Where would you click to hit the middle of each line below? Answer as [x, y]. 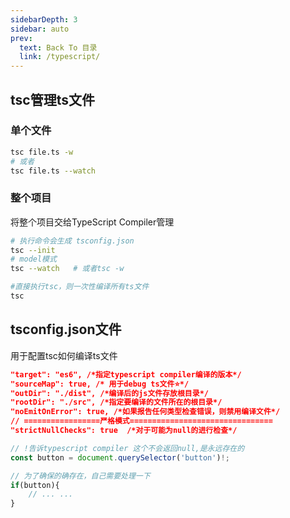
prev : [21, 38]
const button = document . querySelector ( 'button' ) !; [120, 457]
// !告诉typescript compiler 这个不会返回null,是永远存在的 [127, 448]
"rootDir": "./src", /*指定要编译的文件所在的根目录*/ [116, 402]
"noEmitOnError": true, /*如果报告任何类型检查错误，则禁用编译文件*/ [145, 412]
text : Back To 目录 [58, 47]
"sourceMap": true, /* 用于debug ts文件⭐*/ [100, 384]
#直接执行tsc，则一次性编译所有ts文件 [80, 287]
